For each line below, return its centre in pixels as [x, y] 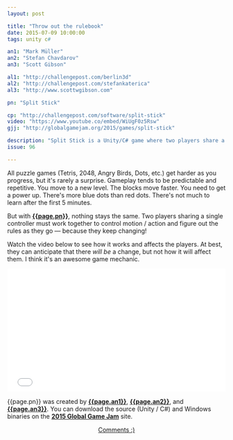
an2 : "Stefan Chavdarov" [43, 58]
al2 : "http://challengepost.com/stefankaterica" [79, 83]
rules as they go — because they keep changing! [77, 231]
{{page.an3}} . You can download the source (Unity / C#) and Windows [109, 409]
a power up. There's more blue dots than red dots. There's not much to [109, 195]
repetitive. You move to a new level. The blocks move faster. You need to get [116, 188]
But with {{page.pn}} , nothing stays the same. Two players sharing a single [115, 215]
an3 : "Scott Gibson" [37, 65]
